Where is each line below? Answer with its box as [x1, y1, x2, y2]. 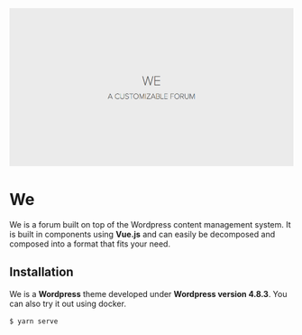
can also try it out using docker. [9, 298, 126, 309]
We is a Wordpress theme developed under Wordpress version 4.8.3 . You [9, 288, 288, 299]
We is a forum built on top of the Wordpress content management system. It [9, 219, 291, 229]
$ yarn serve [9, 316, 59, 326]
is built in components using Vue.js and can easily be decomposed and [9, 228, 276, 239]
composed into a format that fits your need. [9, 238, 171, 249]
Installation [9, 265, 74, 280]
